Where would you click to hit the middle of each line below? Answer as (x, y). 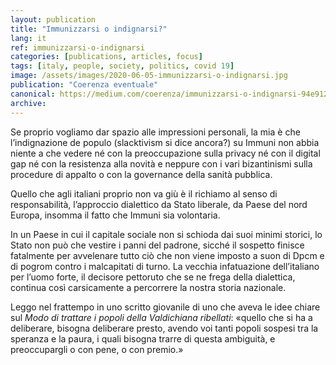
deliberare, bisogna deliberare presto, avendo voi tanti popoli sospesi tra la (164, 328)
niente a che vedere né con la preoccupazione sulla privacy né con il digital (165, 153)
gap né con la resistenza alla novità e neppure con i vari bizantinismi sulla (161, 163)
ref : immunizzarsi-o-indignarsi (77, 47)
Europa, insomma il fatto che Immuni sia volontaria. (115, 215)
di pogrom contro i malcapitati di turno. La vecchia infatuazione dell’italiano (165, 266)
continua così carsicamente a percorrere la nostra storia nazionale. (148, 287)
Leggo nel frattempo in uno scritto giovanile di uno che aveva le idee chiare (165, 307)
